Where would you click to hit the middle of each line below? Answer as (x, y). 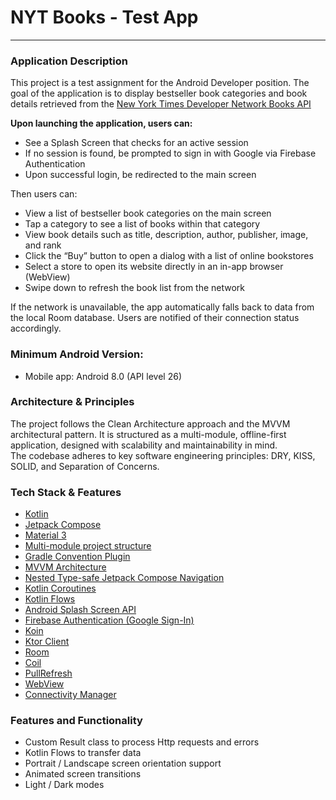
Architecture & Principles (72, 402)
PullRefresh (48, 673)
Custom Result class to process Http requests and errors (142, 742)
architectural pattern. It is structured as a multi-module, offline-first (148, 434)
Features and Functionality (76, 721)
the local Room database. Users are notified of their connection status (155, 318)
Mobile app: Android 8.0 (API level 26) (103, 376)
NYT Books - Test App (104, 17)
